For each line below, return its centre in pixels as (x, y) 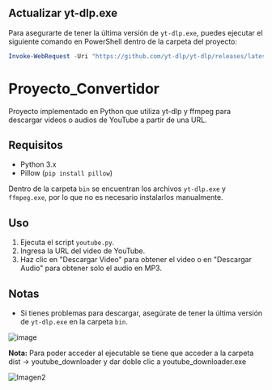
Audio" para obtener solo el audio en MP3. (91, 268)
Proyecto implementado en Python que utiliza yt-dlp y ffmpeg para (120, 111)
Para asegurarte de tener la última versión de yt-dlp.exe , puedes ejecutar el (136, 32)
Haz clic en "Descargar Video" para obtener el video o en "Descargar (136, 260)
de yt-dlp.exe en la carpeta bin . (74, 322)
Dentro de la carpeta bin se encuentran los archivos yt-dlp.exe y (117, 189)
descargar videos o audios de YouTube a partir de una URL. (108, 120)
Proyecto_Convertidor (84, 89)
